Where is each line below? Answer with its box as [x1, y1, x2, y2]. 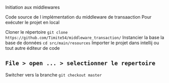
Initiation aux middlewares [5, 5, 60, 10]
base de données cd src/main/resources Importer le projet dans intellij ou [5, 40, 159, 46]
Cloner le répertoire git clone [5, 29, 68, 35]
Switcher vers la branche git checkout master [5, 71, 102, 77]
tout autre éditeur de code [5, 45, 60, 51]
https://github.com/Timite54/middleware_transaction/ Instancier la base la [5, 35, 164, 40]
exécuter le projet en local [5, 20, 60, 25]
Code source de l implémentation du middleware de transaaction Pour [5, 14, 152, 20]
